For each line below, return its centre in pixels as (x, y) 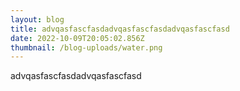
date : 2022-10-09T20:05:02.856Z (77, 38)
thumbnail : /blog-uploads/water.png (86, 47)
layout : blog (37, 19)
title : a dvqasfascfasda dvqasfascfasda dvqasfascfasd (120, 29)
